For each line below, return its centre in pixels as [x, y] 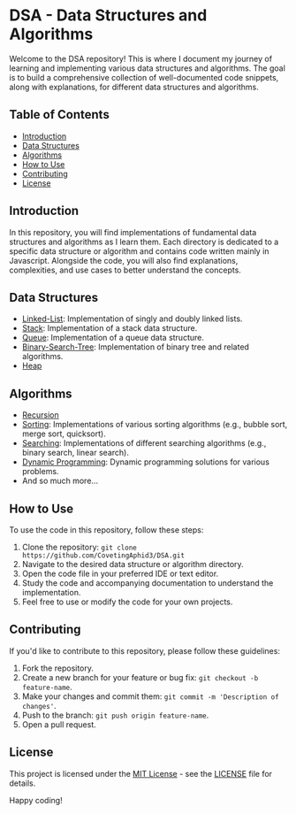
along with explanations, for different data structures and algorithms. [134, 87]
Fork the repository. [58, 668]
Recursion [40, 415]
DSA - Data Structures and [108, 15]
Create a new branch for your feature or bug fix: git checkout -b [140, 677]
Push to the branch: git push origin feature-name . [115, 715]
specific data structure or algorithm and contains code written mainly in [139, 251]
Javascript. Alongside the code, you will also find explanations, [124, 260]
